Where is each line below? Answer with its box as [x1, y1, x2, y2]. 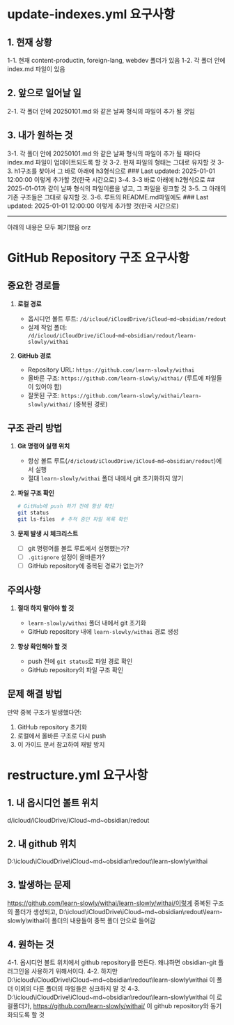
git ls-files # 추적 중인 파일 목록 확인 [17, 516, 128, 523]
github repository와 [153, 1002, 209, 1010]
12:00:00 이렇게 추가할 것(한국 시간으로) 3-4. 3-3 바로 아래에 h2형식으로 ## [7, 175, 215, 183]
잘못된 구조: [27, 391, 60, 400]
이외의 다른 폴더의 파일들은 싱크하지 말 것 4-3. [14, 985, 140, 993]
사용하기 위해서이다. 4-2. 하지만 [31, 967, 118, 975]
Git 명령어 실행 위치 [17, 442, 70, 450]
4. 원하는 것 [7, 939, 54, 950]
